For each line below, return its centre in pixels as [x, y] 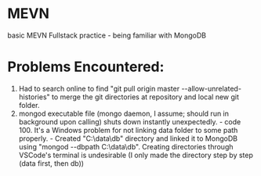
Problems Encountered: [86, 67]
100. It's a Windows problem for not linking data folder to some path [128, 130]
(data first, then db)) [51, 163]
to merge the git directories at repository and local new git [145, 97]
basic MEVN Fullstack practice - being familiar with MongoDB [107, 35]
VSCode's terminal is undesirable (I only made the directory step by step [136, 155]
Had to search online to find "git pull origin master [99, 88]
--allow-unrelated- [212, 88]
